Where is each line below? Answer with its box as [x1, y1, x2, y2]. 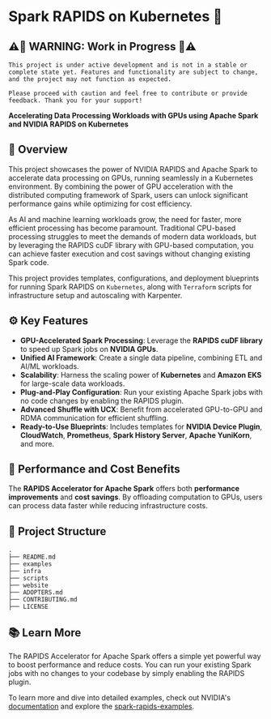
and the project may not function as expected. [8, 75, 172, 83]
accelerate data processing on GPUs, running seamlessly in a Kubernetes [8, 173, 253, 182]
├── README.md [8, 553, 57, 562]
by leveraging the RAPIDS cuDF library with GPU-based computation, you [8, 240, 254, 250]
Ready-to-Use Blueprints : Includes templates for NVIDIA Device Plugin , [19, 422, 263, 431]
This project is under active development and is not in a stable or [8, 61, 248, 69]
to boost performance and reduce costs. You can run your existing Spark [8, 660, 252, 670]
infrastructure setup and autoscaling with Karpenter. [8, 290, 183, 300]
